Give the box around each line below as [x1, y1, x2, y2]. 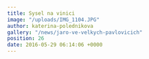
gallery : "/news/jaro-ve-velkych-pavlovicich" [7, 28, 143, 36]
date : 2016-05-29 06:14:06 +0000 [7, 41, 103, 48]
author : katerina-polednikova [7, 22, 94, 29]
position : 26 [7, 35, 45, 42]
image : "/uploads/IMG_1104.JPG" [7, 16, 100, 23]
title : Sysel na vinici [7, 9, 76, 17]
